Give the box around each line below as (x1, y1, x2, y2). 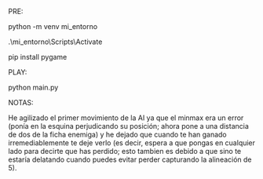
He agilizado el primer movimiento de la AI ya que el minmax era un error (8, 113, 244, 122)
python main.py (8, 82, 59, 92)
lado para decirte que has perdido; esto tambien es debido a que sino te (8, 147, 242, 155)
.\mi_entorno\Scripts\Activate (8, 37, 103, 46)
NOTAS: (8, 98, 34, 107)
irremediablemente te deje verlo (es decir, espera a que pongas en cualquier (8, 138, 256, 148)
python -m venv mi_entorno (8, 22, 98, 31)
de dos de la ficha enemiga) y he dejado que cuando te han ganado (8, 130, 227, 139)
